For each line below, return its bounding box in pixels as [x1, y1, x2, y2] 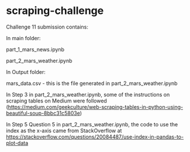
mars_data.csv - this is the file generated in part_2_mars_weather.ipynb [6, 80, 178, 87]
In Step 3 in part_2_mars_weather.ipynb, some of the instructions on [6, 91, 170, 98]
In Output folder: [6, 68, 46, 75]
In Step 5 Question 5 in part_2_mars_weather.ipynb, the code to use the [6, 121, 178, 128]
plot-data [6, 139, 29, 146]
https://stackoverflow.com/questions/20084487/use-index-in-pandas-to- [6, 133, 184, 140]
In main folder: [6, 34, 41, 41]
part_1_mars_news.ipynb [6, 45, 65, 53]
